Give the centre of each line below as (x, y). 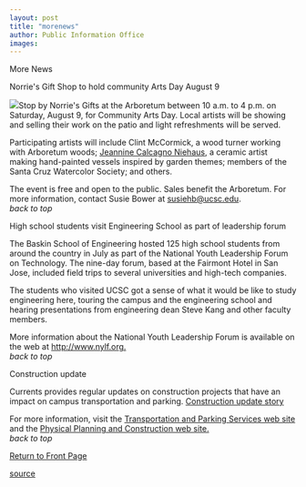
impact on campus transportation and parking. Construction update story (147, 401)
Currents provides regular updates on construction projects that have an (145, 391)
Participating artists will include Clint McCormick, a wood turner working (145, 143)
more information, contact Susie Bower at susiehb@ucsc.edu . (125, 199)
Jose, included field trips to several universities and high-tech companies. (148, 273)
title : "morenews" (44, 26)
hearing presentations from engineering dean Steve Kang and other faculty (150, 309)
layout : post (34, 18)
